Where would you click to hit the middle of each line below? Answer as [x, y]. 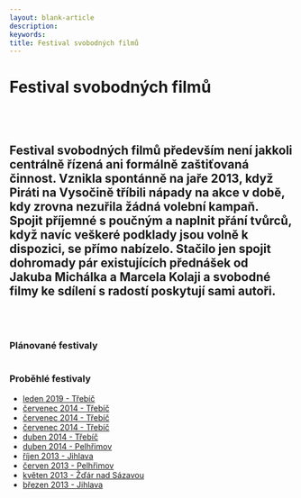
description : [34, 26]
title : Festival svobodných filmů [74, 43]
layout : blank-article [52, 18]
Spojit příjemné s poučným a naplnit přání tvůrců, [151, 220]
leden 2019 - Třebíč [59, 398]
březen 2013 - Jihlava [63, 484]
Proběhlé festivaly [50, 379]
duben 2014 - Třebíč [60, 437]
